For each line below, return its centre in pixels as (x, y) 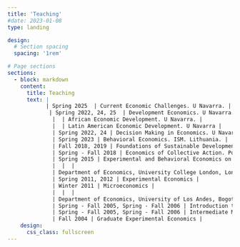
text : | (38, 100)
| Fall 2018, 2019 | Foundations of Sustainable (126, 146)
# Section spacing (41, 47)
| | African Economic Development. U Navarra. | (127, 120)
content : (33, 86)
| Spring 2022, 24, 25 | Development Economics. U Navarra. (142, 113)
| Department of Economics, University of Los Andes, (134, 199)
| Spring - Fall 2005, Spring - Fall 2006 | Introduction (140, 206)
